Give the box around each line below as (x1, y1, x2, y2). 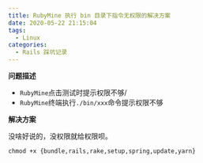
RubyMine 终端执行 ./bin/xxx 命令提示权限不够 (19, 98, 164, 107)
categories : (8, 41, 47, 49)
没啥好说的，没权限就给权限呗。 (8, 131, 112, 141)
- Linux (15, 33, 41, 42)
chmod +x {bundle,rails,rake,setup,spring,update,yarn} (8, 147, 196, 155)
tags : (8, 26, 26, 34)
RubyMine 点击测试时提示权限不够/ (19, 88, 128, 97)
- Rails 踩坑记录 (15, 48, 68, 56)
